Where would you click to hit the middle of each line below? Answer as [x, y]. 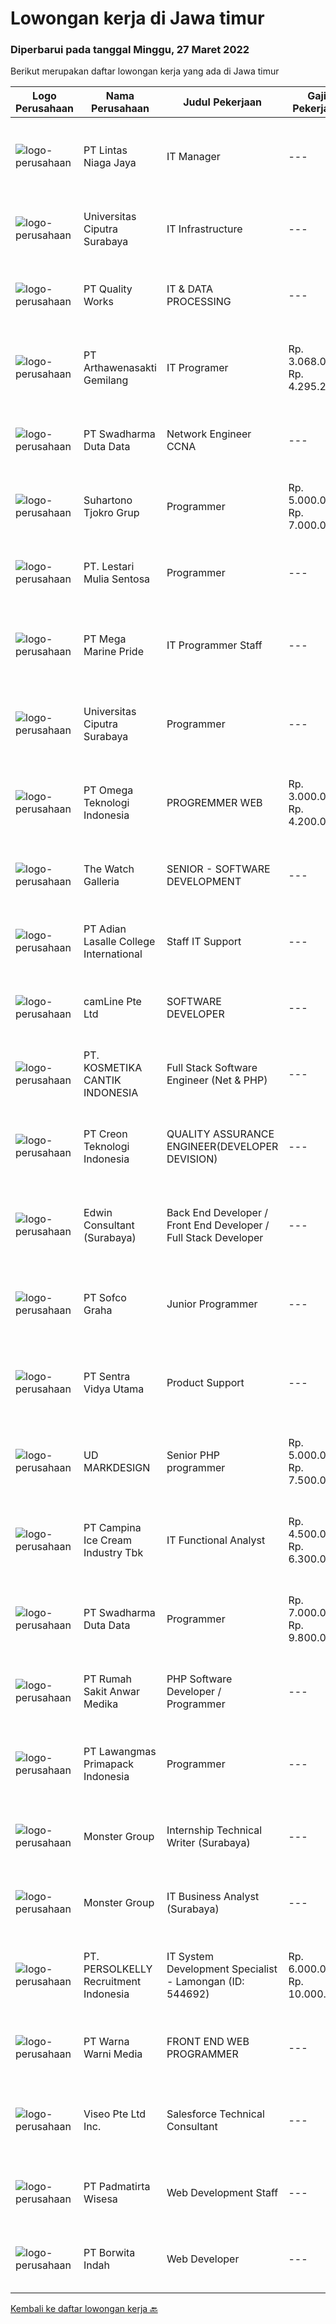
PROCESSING [199, 302]
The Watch [109, 869]
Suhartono [108, 500]
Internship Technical [214, 1830]
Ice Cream [107, 1540]
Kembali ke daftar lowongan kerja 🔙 [84, 2309]
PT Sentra [107, 1377]
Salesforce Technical [215, 2114]
